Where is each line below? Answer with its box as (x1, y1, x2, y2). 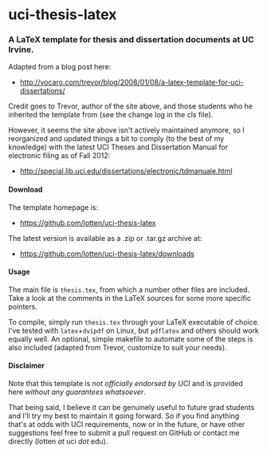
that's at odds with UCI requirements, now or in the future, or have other (8, 420, 245, 429)
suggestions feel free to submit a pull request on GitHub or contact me (8, 428, 240, 438)
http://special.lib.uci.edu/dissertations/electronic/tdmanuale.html (19, 166, 233, 176)
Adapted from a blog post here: (8, 62, 112, 72)
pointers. (8, 302, 37, 311)
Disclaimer (8, 361, 45, 370)
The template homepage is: (8, 202, 98, 212)
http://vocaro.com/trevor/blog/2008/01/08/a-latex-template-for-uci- (19, 77, 245, 87)
